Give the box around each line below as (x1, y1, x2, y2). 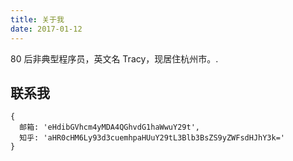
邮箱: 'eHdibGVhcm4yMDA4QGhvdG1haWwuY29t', (19, 122, 200, 133)
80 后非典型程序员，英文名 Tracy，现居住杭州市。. (10, 52, 219, 65)
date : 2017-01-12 (10, 24, 83, 34)
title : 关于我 (10, 14, 65, 25)
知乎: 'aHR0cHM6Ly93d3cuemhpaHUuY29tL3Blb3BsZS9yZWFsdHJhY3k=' (19, 133, 286, 143)
